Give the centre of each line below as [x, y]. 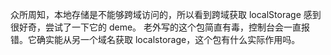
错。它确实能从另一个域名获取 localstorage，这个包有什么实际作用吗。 [155, 39]
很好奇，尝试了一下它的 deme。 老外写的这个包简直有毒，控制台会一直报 [160, 27]
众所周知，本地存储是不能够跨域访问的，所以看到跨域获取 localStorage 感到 [166, 14]
